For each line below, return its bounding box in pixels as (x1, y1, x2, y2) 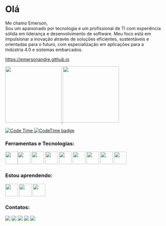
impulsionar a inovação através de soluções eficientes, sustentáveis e (5, 36, 149, 42)
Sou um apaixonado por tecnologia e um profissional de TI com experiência (5, 25, 161, 31)
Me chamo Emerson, (5, 20, 48, 26)
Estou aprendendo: (5, 172, 53, 179)
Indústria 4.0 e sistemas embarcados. (5, 46, 83, 52)
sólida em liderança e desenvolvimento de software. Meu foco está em (5, 30, 151, 36)
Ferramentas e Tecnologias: (5, 140, 75, 147)
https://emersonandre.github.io (5, 56, 69, 62)
